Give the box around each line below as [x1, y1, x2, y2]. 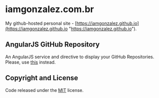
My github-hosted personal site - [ [5, 20, 77, 26]
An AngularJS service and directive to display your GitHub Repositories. [5, 54, 154, 60]
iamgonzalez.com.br [5, 4, 94, 15]
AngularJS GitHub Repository [5, 40, 100, 49]
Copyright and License [5, 74, 78, 82]
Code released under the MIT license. [5, 87, 84, 93]
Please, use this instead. [5, 59, 56, 65]
